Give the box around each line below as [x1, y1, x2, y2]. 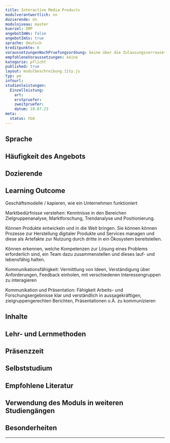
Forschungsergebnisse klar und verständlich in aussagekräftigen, [5, 292, 142, 298]
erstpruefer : [14, 97, 42, 102]
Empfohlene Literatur [5, 381, 74, 390]
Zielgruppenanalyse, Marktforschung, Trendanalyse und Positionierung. [5, 215, 155, 221]
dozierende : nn [5, 17, 37, 22]
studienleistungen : [5, 83, 47, 88]
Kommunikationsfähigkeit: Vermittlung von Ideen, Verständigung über [5, 266, 150, 272]
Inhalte [5, 313, 28, 321]
